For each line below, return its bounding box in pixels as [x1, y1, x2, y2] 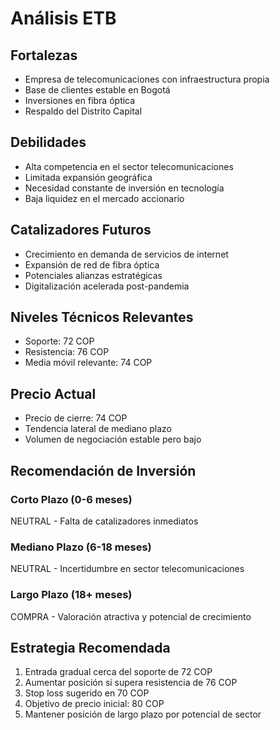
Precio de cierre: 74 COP [24, 412, 128, 424]
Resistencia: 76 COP [24, 346, 110, 358]
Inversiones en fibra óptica [24, 95, 136, 106]
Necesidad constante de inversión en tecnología [24, 182, 225, 194]
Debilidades [10, 134, 87, 151]
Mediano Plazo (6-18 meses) [10, 540, 152, 554]
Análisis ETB [10, 7, 117, 30]
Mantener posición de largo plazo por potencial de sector [24, 708, 262, 721]
